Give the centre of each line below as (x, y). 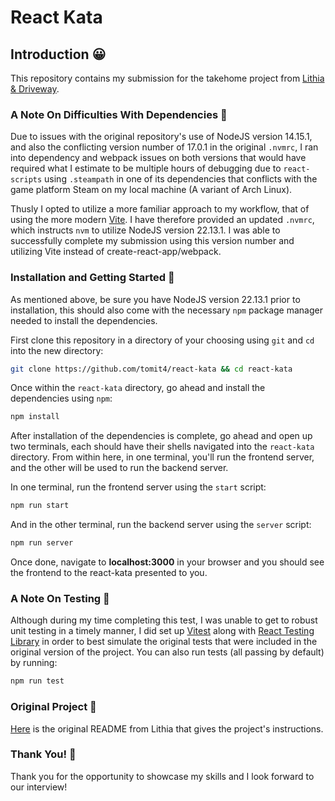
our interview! (39, 787)
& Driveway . (35, 89)
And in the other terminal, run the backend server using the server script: (161, 525)
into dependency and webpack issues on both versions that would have (158, 158)
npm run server (42, 543)
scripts (26, 180)
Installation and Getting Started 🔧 (92, 278)
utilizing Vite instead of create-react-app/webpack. (116, 252)
